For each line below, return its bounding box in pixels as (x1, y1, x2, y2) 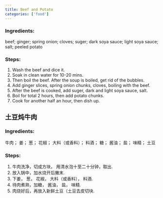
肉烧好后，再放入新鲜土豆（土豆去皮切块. (12, 188, 95, 194)
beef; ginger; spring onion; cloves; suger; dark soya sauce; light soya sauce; (5, 38, 159, 44)
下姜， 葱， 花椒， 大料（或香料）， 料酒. (12, 176, 93, 182)
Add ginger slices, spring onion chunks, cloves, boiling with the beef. (12, 82, 150, 88)
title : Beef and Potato (5, 7, 54, 12)
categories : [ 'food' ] (5, 12, 49, 16)
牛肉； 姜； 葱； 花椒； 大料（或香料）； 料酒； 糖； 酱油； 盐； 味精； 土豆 (5, 139, 156, 146)
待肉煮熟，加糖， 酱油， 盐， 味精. (12, 182, 81, 188)
